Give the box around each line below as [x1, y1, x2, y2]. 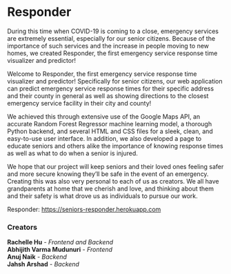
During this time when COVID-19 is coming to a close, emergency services [7, 27, 219, 35]
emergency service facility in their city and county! [7, 99, 152, 107]
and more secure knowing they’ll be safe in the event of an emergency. [7, 170, 209, 178]
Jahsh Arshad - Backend [7, 260, 79, 268]
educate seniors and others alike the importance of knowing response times [7, 141, 223, 150]
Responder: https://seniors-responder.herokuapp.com [7, 205, 161, 213]
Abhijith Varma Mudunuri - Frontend [7, 246, 112, 254]
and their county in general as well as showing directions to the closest [7, 91, 209, 100]
